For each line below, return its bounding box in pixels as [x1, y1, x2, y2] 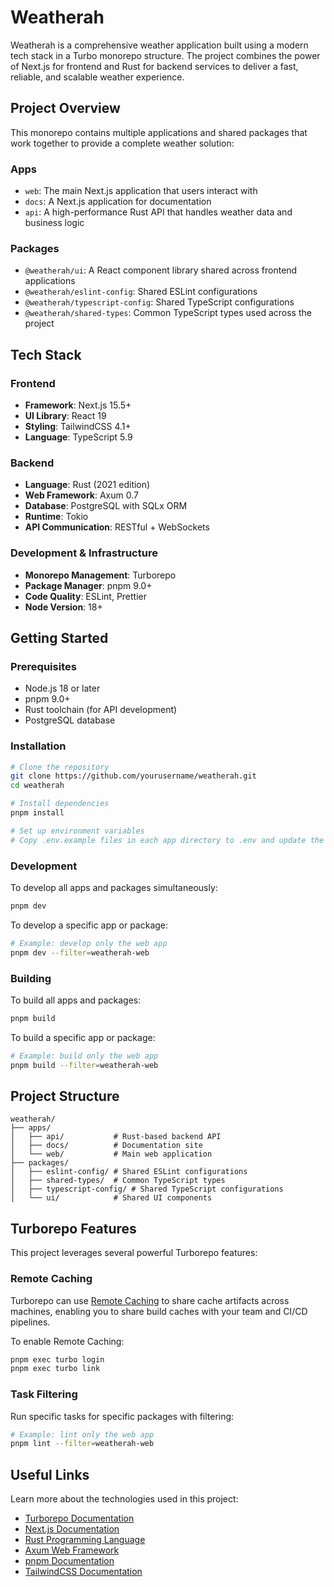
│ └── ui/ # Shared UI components [10, 1193, 213, 1203]
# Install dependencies [10, 799, 110, 809]
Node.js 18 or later [24, 682, 101, 695]
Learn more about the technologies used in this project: [10, 1493, 239, 1505]
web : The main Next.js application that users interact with [24, 185, 258, 197]
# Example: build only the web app [10, 1051, 159, 1061]
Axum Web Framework [24, 1544, 120, 1556]
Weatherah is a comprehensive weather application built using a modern [10, 39, 309, 51]
